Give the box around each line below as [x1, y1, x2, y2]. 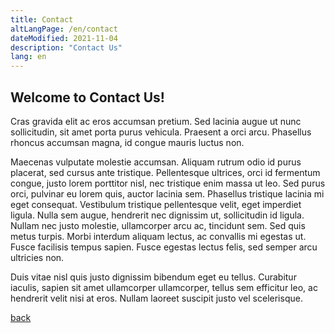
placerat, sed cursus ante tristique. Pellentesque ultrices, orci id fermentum [10, 166, 321, 178]
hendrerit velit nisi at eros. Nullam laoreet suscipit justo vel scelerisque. [10, 292, 303, 304]
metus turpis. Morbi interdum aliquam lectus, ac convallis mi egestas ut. [10, 230, 307, 242]
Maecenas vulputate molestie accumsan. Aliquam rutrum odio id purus [10, 156, 302, 168]
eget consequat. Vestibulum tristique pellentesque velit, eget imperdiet [10, 198, 302, 210]
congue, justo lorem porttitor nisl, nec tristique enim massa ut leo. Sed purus [10, 177, 326, 189]
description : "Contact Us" [10, 42, 123, 53]
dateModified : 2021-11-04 [10, 33, 118, 43]
